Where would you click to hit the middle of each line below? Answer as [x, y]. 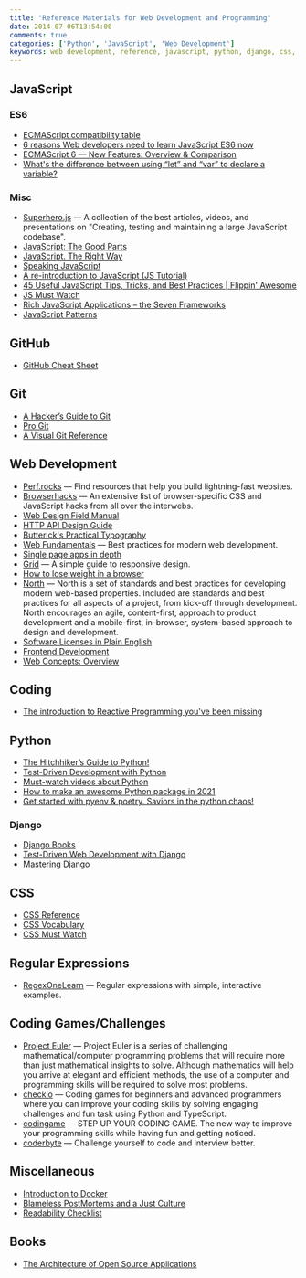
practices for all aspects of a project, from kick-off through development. [160, 602]
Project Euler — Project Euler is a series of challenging [125, 1045]
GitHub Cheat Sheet [60, 365]
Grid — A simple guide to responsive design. [106, 564]
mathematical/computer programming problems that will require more [154, 1055]
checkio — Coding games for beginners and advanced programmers [152, 1094]
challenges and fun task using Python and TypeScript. [124, 1113]
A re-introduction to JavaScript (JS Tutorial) [105, 276]
